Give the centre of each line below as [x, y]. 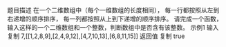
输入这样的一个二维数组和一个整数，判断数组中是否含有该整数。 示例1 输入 [113, 27]
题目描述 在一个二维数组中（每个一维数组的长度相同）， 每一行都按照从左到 [113, 10]
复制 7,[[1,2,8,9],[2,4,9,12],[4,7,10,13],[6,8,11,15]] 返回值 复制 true [96, 36]
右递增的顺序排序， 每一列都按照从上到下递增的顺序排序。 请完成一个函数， [115, 19]
